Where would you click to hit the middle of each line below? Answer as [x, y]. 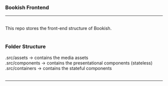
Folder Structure [25, 46]
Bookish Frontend [27, 7]
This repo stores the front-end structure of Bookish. [58, 28]
